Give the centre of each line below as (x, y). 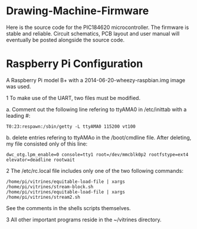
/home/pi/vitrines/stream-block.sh (50, 187)
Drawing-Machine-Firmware (78, 11)
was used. (19, 86)
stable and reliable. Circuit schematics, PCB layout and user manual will (93, 33)
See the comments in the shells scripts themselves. (68, 208)
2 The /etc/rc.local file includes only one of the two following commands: (95, 170)
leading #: (18, 115)
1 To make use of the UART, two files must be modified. (73, 98)
